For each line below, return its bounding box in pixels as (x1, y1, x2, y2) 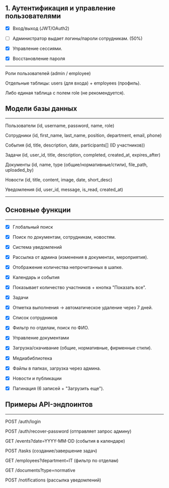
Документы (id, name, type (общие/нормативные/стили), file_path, (5, 161, 148, 168)
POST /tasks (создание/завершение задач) (5, 448, 98, 454)
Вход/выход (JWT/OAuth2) (12, 25, 69, 31)
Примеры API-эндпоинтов (5, 400, 93, 409)
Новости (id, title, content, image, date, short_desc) (5, 176, 113, 183)
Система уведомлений (12, 244, 62, 250)
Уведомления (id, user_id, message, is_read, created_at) (5, 186, 123, 192)
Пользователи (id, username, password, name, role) (5, 122, 115, 128)
